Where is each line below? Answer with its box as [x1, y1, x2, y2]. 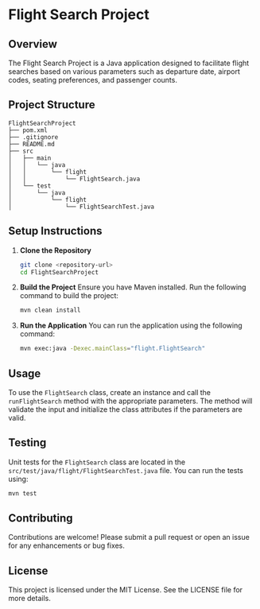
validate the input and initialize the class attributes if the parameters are [8, 404, 243, 414]
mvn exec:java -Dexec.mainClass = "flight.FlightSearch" [19, 344, 206, 353]
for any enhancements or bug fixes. [8, 541, 126, 550]
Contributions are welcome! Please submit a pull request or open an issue [8, 533, 250, 542]
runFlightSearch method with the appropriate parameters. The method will [8, 396, 253, 405]
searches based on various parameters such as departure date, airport [8, 67, 241, 76]
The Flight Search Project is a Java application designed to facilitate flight [8, 58, 250, 68]
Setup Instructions [8, 224, 103, 238]
